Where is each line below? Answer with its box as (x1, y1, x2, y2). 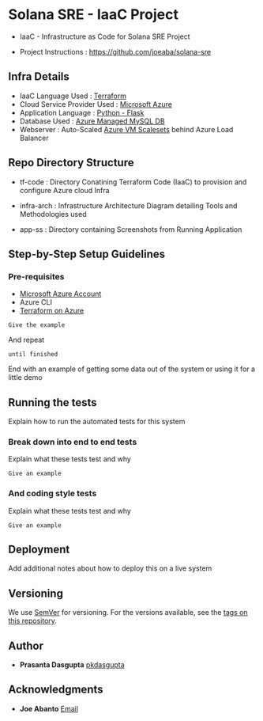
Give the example (8, 321, 66, 329)
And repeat (8, 335, 45, 345)
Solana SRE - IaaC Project (8, 6, 179, 24)
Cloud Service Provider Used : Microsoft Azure (19, 99, 172, 108)
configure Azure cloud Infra (19, 185, 110, 195)
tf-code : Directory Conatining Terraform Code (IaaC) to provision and (19, 176, 247, 187)
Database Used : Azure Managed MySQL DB (19, 116, 165, 126)
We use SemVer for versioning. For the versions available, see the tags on (8, 608, 248, 617)
